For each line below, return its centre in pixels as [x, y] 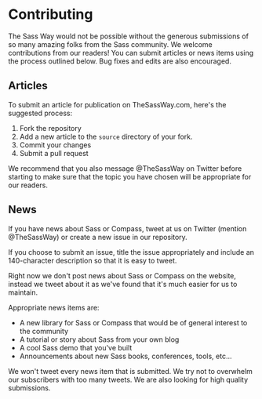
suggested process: [40, 113]
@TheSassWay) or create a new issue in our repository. [98, 237]
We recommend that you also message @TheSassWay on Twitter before [125, 168]
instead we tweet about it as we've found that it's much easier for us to [123, 284]
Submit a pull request [54, 153]
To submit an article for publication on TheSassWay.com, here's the [117, 104]
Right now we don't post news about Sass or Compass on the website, [122, 275]
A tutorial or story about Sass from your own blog [99, 339]
